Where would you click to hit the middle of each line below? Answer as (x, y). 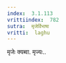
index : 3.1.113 (30, 13)
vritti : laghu (29, 33)
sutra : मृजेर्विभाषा (28, 26)
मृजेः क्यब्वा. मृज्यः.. (27, 52)
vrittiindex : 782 (33, 20)
